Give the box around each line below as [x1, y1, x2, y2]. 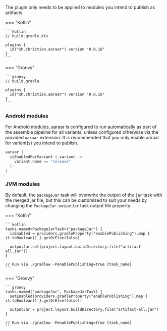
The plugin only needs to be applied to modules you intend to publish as [5, 5, 155, 10]
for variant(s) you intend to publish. [5, 140, 79, 146]
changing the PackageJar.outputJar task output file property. [5, 202, 132, 208]
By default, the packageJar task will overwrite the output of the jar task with [5, 192, 162, 198]
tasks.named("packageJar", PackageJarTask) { [5, 289, 102, 294]
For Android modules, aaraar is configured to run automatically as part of [5, 124, 157, 130]
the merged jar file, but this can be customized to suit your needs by [5, 197, 147, 203]
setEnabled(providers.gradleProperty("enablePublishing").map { [10, 294, 148, 299]
